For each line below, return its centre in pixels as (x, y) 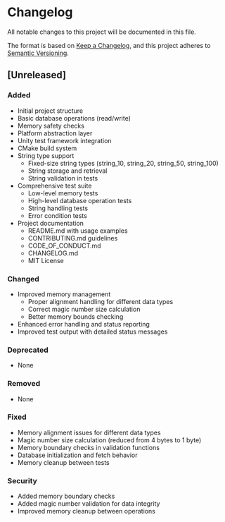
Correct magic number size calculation (84, 309)
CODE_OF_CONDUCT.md (64, 245)
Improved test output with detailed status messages (92, 332)
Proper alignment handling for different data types (101, 301)
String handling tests (58, 208)
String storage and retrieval (67, 171)
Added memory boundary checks (66, 496)
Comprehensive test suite (54, 186)
